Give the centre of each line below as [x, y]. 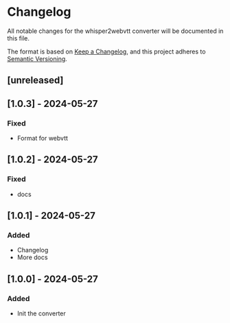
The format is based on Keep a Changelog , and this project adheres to [106, 51]
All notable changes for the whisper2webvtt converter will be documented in [115, 31]
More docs [32, 257]
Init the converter [42, 313]
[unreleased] [35, 81]
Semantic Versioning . [37, 58]
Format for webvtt [43, 139]
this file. [18, 38]
